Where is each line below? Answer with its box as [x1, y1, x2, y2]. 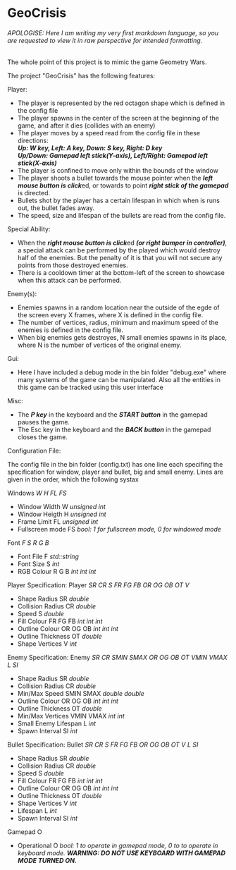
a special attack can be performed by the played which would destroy [17, 246, 221, 255]
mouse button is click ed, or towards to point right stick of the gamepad [17, 181, 229, 190]
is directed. [17, 189, 51, 197]
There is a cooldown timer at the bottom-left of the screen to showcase [17, 269, 225, 277]
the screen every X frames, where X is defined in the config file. [17, 311, 204, 319]
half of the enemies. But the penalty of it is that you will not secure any [17, 254, 223, 262]
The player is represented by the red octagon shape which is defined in [17, 99, 225, 107]
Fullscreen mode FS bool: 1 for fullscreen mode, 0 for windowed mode [17, 525, 222, 534]
